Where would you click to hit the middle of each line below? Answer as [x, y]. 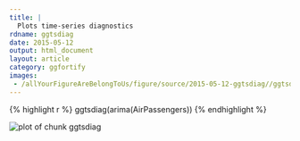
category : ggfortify [48, 68]
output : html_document [51, 51]
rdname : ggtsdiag [42, 34]
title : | [25, 17]
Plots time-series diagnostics [75, 26]
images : [24, 76]
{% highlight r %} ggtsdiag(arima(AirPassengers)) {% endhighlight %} [138, 109]
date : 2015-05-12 [42, 42]
